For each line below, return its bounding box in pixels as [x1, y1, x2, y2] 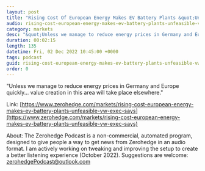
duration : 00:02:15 [6, 37, 56, 43]
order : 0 [6, 65, 29, 72]
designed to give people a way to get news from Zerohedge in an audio [6, 139, 186, 146]
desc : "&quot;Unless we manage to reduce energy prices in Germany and [6, 32, 192, 38]
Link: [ [6, 101, 23, 108]
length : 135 [6, 43, 37, 49]
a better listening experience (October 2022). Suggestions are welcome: [6, 151, 189, 159]
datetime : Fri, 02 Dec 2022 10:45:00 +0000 [6, 49, 119, 55]
